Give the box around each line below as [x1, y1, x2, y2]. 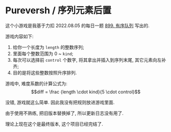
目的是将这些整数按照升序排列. [12, 69, 77, 75]
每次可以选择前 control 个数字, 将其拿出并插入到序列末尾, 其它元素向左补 [12, 57, 166, 63]
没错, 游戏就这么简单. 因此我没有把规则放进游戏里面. [5, 99, 115, 105]
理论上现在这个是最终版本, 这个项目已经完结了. [5, 121, 104, 127]
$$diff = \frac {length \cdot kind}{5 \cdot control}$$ [31, 89, 141, 95]
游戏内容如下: [5, 33, 34, 39]
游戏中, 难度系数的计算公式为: [5, 80, 68, 87]
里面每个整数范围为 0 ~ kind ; [12, 50, 74, 57]
